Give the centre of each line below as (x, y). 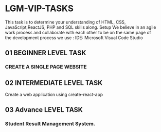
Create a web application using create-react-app (54, 95)
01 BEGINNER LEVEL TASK (46, 53)
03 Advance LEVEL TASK (44, 110)
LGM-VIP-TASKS (39, 9)
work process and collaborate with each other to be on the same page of (78, 32)
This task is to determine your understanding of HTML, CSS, (65, 22)
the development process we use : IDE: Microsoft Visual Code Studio (74, 38)
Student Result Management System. (50, 124)
